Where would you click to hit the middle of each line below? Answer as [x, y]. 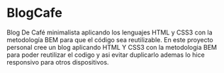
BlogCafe [35, 13]
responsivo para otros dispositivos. [58, 62]
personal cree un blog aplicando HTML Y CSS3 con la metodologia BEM [112, 47]
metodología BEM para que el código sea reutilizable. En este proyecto [110, 39]
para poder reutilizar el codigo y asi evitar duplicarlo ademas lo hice [106, 55]
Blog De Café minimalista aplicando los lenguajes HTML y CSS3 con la [110, 32]
